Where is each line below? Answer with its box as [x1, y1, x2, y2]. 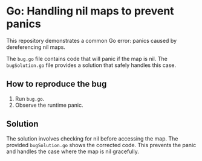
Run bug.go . [15, 95, 45, 102]
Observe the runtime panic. [15, 101, 83, 109]
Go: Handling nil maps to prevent [6, 4, 174, 18]
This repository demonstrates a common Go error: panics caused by [6, 37, 177, 44]
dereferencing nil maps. [6, 43, 65, 51]
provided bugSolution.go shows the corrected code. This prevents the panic [6, 141, 197, 148]
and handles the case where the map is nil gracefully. [6, 148, 139, 155]
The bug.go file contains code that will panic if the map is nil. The [6, 55, 168, 62]
